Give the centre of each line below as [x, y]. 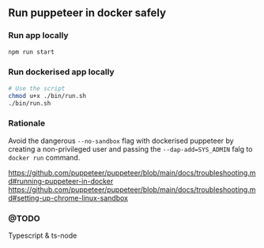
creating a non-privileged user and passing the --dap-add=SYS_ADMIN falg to [130, 148]
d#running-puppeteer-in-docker [61, 181]
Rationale [27, 123]
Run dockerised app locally [61, 72]
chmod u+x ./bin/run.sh [47, 96]
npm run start [32, 52]
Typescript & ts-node [43, 235]
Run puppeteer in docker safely [87, 13]
